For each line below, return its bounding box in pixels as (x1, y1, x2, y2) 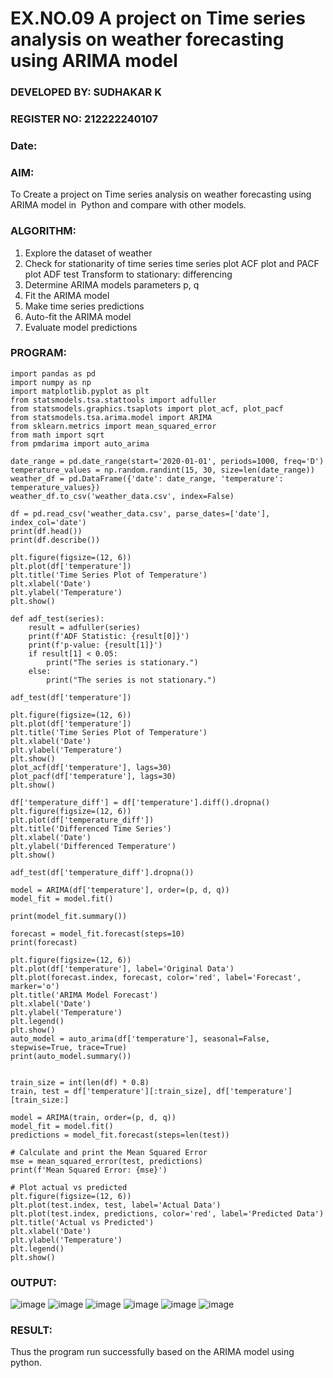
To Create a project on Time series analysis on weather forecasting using (10, 188, 312, 201)
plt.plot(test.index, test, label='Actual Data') (10, 1200, 222, 1210)
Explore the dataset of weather (24, 247, 153, 259)
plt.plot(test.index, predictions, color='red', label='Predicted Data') (10, 1208, 325, 1219)
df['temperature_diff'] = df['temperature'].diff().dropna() (10, 797, 271, 807)
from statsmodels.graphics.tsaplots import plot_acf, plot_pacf (10, 403, 284, 414)
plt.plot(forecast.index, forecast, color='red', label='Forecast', (10, 972, 302, 982)
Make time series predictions (24, 300, 145, 312)
